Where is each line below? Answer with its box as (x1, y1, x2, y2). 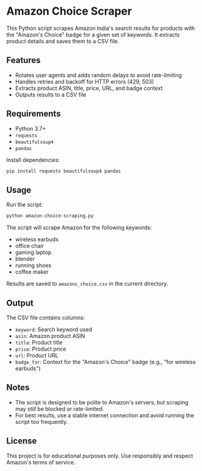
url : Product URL (15, 351, 59, 359)
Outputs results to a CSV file (15, 90, 86, 98)
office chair (15, 243, 44, 250)
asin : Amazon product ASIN (15, 332, 85, 340)
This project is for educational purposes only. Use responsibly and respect (6, 452, 193, 459)
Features (6, 55, 41, 65)
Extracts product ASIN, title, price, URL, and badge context (15, 84, 163, 92)
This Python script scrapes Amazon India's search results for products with (6, 24, 195, 32)
